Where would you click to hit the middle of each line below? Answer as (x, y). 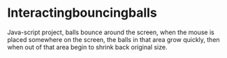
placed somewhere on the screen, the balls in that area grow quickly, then (113, 39)
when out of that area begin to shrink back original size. (87, 47)
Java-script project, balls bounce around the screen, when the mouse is (111, 32)
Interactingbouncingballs (82, 13)
